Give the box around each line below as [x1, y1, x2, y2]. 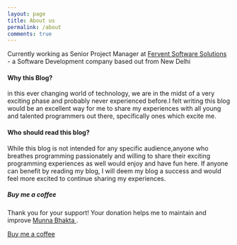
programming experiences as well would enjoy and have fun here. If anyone [7, 159, 229, 168]
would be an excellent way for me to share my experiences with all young [7, 104, 221, 113]
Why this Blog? [7, 73, 53, 82]
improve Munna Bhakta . [7, 216, 79, 224]
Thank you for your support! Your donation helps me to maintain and [7, 208, 207, 217]
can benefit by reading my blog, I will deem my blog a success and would [7, 166, 221, 175]
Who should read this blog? [7, 129, 90, 137]
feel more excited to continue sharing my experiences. [7, 174, 166, 183]
